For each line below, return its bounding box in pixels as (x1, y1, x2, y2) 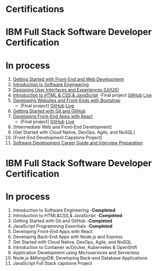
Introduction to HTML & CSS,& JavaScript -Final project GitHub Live (12, 92, 152, 98)
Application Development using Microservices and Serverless (12, 250, 140, 256)
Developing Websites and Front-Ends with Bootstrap (12, 97, 121, 103)
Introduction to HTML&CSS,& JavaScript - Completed (12, 213, 123, 219)
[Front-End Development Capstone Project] (12, 135, 102, 141)
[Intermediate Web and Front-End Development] (12, 124, 112, 130)
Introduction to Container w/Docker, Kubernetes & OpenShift (12, 245, 138, 251)
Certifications (5, 3, 64, 15)
